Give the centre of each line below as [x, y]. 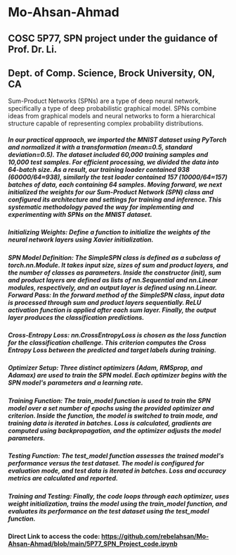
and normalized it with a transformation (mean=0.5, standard [100, 147]
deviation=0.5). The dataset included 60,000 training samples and [108, 154]
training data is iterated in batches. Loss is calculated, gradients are [110, 423]
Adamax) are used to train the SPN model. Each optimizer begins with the [118, 375]
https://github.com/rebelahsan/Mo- [155, 536]
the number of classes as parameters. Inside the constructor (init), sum [115, 273]
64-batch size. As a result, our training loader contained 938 [99, 169]
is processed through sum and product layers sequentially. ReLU [105, 302]
